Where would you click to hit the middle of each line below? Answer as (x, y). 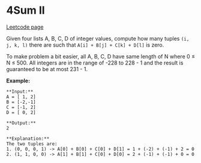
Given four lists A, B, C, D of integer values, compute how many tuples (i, (98, 38)
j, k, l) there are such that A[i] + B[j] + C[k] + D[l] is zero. (85, 45)
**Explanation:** (28, 139)
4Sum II (25, 10)
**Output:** (21, 123)
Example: (18, 81)
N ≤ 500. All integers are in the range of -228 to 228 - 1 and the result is (95, 63)
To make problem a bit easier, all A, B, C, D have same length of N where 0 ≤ (101, 56)
